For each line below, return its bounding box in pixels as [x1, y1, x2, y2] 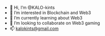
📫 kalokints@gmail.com [9, 26, 59, 31]
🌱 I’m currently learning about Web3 [9, 15, 83, 20]
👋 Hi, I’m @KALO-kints [9, 5, 55, 10]
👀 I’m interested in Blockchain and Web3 [9, 10, 91, 16]
